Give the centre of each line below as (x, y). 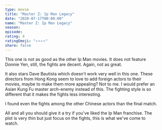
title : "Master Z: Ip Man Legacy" (40, 14)
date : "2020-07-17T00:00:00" (34, 18)
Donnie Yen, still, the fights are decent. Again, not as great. (64, 64)
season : (13, 28)
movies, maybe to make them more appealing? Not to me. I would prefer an (80, 84)
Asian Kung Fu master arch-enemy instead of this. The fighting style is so (78, 89)
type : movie (17, 9)
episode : (14, 32)
